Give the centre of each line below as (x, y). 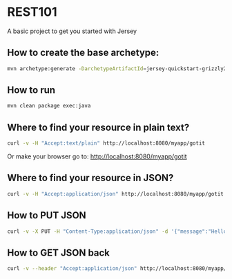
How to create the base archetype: (83, 53)
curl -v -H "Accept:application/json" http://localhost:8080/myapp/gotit (116, 194)
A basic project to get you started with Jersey (72, 31)
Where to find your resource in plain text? (98, 127)
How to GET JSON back (59, 252)
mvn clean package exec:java (49, 106)
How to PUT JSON (47, 215)
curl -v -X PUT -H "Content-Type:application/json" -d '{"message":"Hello (117, 231)
